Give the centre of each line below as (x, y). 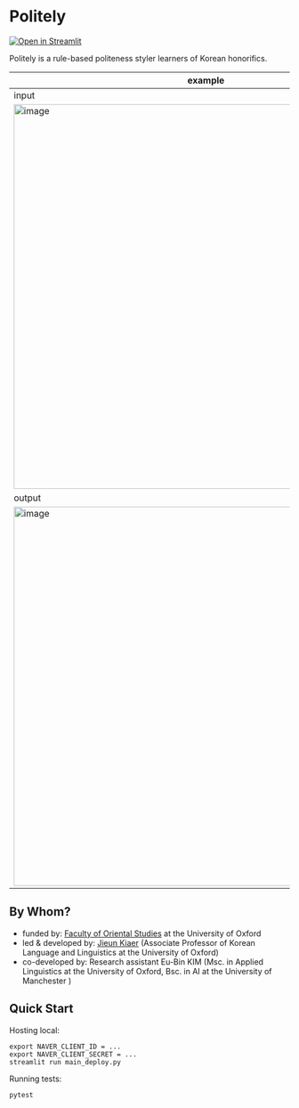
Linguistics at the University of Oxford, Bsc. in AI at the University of (147, 971)
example (206, 80)
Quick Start (41, 1009)
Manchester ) (47, 981)
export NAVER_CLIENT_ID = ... (65, 1047)
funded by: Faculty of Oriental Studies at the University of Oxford (141, 933)
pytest (21, 1095)
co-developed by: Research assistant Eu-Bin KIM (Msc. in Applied (143, 961)
